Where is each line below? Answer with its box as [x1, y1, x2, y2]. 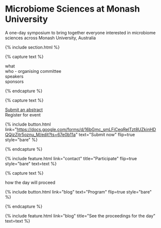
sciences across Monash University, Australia [5, 35, 96, 41]
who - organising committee [5, 68, 62, 74]
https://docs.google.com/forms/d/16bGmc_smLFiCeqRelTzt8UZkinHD [16, 126, 156, 132]
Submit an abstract [5, 107, 43, 113]
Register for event [5, 112, 41, 117]
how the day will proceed [5, 179, 56, 185]
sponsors [5, 79, 24, 84]
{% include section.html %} [5, 44, 60, 50]
